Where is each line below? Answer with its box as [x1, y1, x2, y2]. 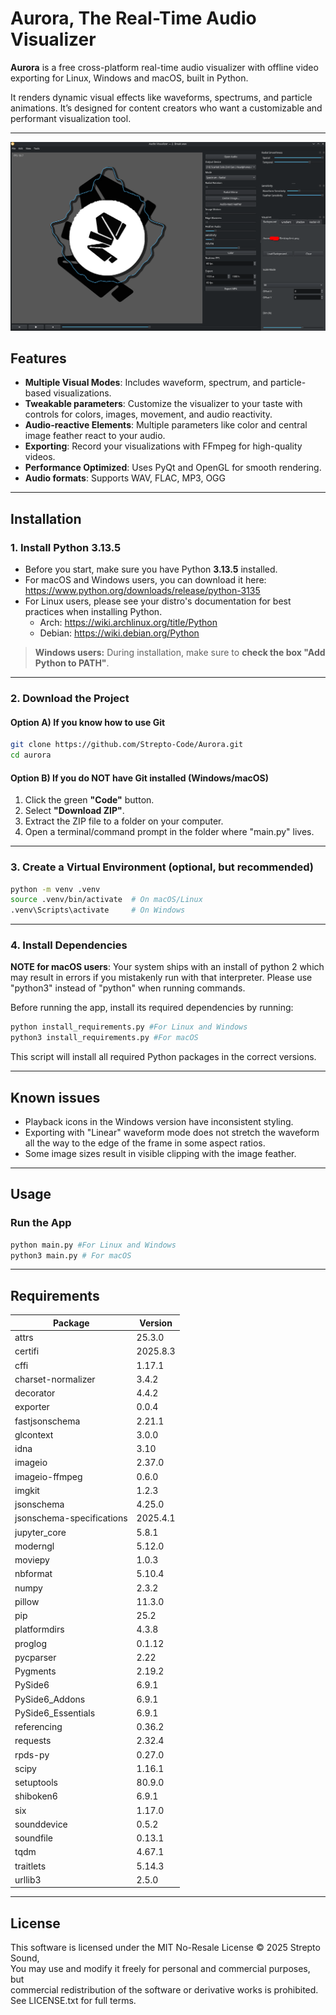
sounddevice [14, 1818, 68, 1830]
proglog [14, 1637, 47, 1649]
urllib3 [14, 1873, 42, 1886]
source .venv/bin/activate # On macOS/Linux [10, 895, 203, 905]
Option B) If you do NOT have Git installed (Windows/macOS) [10, 772, 269, 784]
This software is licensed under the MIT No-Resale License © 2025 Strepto [10, 1942, 321, 1954]
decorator [14, 1387, 56, 1399]
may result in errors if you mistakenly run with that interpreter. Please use [10, 972, 313, 984]
